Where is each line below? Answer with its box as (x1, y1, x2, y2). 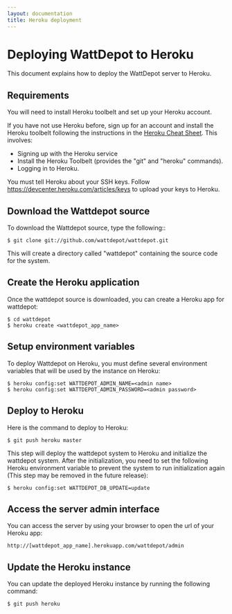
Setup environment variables (7, 341, 135, 352)
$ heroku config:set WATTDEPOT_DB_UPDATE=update (7, 484, 150, 491)
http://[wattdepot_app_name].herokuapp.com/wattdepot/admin (7, 543, 185, 549)
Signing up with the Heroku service (17, 150, 118, 158)
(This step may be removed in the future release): (7, 471, 149, 479)
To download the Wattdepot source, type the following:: (7, 223, 166, 232)
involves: (7, 136, 33, 144)
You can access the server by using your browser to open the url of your (7, 522, 215, 530)
